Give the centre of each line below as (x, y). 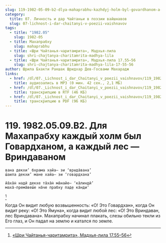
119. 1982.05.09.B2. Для (56, 126)
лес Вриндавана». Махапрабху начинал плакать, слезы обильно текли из (83, 216)
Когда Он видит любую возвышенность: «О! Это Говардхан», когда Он (80, 206)
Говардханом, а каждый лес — (72, 147)
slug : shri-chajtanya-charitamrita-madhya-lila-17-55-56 (74, 65)
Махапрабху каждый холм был (73, 136)
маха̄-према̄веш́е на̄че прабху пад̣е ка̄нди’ (47, 188)
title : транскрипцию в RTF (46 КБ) (51, 92)
